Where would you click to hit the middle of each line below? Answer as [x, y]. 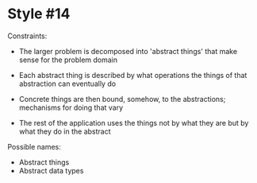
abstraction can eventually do [67, 84]
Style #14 [39, 14]
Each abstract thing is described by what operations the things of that [133, 75]
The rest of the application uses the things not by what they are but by [134, 123]
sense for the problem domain [68, 60]
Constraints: [27, 36]
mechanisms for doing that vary [71, 107]
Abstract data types [51, 170]
